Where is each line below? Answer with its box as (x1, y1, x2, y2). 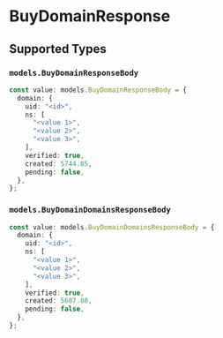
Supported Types (9, 41, 108, 56)
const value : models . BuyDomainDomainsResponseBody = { (9, 222, 215, 231)
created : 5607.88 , (25, 297, 93, 305)
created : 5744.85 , (25, 159, 93, 169)
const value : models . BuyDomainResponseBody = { (9, 86, 188, 94)
